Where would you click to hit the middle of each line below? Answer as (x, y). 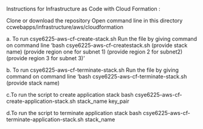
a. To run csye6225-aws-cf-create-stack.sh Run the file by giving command (102, 39)
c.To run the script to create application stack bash (70, 95)
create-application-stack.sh (41, 101)
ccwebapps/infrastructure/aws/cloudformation (65, 27)
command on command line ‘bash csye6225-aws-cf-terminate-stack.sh (97, 76)
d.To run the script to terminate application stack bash (74, 113)
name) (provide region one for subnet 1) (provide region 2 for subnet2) (95, 52)
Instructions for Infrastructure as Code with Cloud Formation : (83, 9)
